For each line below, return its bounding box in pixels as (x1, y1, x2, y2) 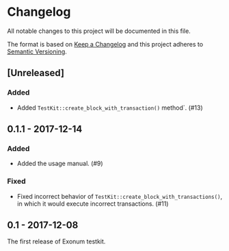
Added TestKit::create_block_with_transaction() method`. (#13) (16, 104, 203, 112)
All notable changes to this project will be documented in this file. (7, 27, 191, 35)
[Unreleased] (7, 67, 65, 79)
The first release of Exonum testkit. (7, 237, 106, 246)
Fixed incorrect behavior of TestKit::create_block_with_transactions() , (16, 192, 223, 200)
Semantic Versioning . (7, 47, 67, 56)
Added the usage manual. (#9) (16, 159, 104, 168)
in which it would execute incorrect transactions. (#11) (16, 200, 169, 208)
